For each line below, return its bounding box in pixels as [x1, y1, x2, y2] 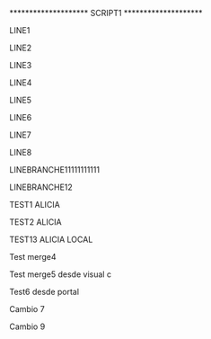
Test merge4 [9, 252, 57, 262]
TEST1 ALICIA [9, 200, 61, 210]
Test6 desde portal [9, 287, 79, 297]
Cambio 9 [9, 321, 46, 332]
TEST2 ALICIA [9, 217, 62, 227]
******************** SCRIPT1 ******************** [9, 8, 204, 18]
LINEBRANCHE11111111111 [9, 165, 101, 174]
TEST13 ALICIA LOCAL [9, 234, 93, 245]
